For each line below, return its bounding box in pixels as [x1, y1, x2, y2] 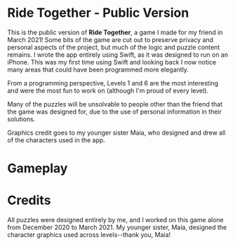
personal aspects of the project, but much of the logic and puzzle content [7, 43, 220, 51]
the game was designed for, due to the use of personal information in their [7, 107, 222, 116]
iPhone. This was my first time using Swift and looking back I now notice [7, 57, 217, 66]
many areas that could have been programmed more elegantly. [7, 65, 189, 74]
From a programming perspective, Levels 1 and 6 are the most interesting [7, 78, 219, 87]
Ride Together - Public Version [7, 5, 189, 21]
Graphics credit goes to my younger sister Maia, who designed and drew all [7, 128, 226, 137]
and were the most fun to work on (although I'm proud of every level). [7, 86, 209, 95]
